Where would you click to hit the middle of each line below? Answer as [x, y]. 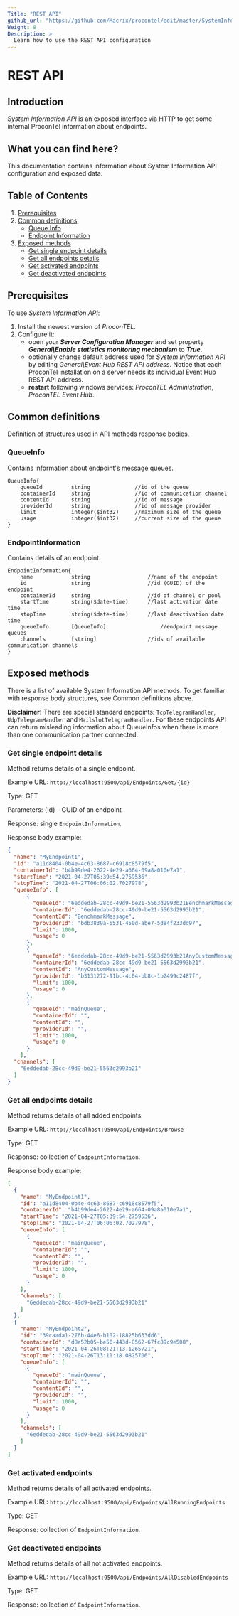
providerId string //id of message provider [116, 505]
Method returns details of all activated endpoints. [79, 1488]
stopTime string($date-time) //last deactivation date [122, 614]
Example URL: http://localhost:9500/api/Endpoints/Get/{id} [99, 782]
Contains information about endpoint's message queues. [91, 468]
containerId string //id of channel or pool [121, 595]
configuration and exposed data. [55, 173]
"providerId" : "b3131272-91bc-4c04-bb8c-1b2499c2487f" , [117, 976]
